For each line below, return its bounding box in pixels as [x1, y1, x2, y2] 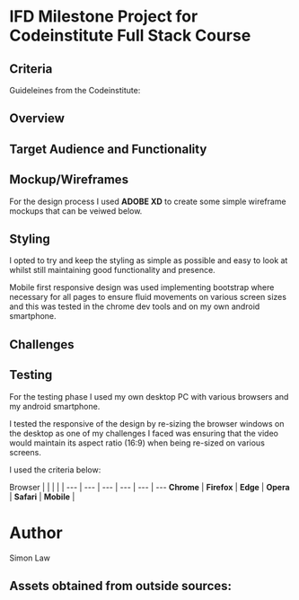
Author [9, 523, 63, 543]
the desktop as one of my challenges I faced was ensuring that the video [9, 428, 278, 438]
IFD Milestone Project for [9, 6, 198, 27]
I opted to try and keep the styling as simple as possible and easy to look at [9, 255, 288, 266]
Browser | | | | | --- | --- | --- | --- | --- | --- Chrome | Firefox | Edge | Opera [9, 481, 290, 492]
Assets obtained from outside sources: [9, 578, 232, 594]
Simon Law [9, 552, 51, 563]
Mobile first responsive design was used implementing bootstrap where [9, 282, 275, 293]
